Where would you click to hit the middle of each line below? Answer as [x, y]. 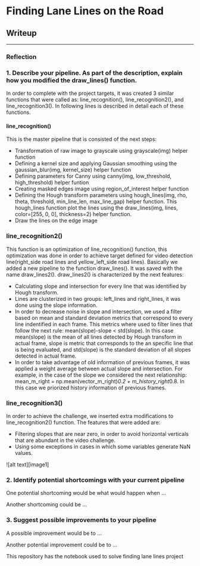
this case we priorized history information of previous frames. [90, 387]
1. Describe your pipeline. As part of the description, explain [94, 73]
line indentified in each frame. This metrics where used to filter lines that [104, 324]
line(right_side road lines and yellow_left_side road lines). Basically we [92, 262]
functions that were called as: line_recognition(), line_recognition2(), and [95, 100]
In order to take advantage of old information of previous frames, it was [102, 362]
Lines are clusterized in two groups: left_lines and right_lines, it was [97, 299]
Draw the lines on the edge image [56, 221]
